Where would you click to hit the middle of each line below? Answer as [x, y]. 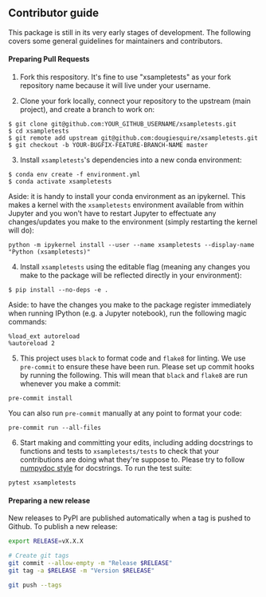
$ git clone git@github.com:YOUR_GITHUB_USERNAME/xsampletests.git [123, 124]
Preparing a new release [49, 500]
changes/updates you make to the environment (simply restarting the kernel [133, 222]
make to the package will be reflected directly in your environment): [131, 276]
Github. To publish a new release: [63, 527]
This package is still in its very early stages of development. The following [129, 32]
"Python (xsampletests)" [49, 252]
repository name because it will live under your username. [115, 86]
